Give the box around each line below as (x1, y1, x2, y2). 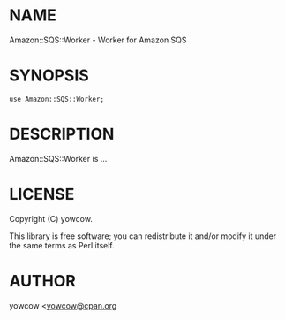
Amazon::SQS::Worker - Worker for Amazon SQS (9, 34, 187, 45)
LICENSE (9, 185, 75, 204)
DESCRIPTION (9, 125, 115, 144)
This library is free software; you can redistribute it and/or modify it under (9, 231, 277, 241)
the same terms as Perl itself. (9, 240, 115, 250)
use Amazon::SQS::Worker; (9, 95, 104, 103)
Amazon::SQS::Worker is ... (9, 153, 108, 164)
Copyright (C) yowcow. (9, 213, 93, 224)
